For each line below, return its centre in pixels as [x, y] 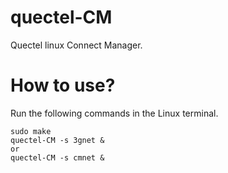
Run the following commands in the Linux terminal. [114, 113]
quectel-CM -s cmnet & [57, 157]
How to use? [63, 85]
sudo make [31, 131]
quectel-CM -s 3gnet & [57, 140]
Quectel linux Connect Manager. [76, 45]
